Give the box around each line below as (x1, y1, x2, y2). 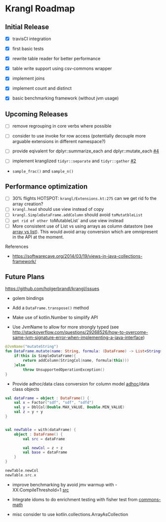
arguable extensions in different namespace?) (12, 139, 106, 144)
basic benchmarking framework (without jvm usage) (12, 95, 119, 101)
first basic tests (12, 46, 44, 52)
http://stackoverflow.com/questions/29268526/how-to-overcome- (12, 330, 148, 335)
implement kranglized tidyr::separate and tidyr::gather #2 (12, 158, 136, 164)
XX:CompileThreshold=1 (12, 487, 62, 493)
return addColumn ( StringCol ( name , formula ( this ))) (23, 358, 129, 363)
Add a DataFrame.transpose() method (12, 305, 89, 311)
